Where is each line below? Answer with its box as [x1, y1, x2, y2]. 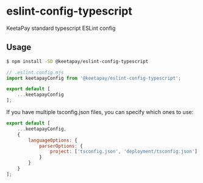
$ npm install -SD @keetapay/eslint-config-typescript [6, 58, 149, 65]
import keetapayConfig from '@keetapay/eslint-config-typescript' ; [6, 75, 182, 81]
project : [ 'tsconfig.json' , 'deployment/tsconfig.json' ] [49, 148, 198, 155]
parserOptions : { [38, 143, 84, 149]
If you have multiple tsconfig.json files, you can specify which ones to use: [6, 109, 194, 115]
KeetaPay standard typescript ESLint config [6, 24, 116, 32]
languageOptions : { [28, 137, 78, 143]
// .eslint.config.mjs [6, 69, 64, 76]
